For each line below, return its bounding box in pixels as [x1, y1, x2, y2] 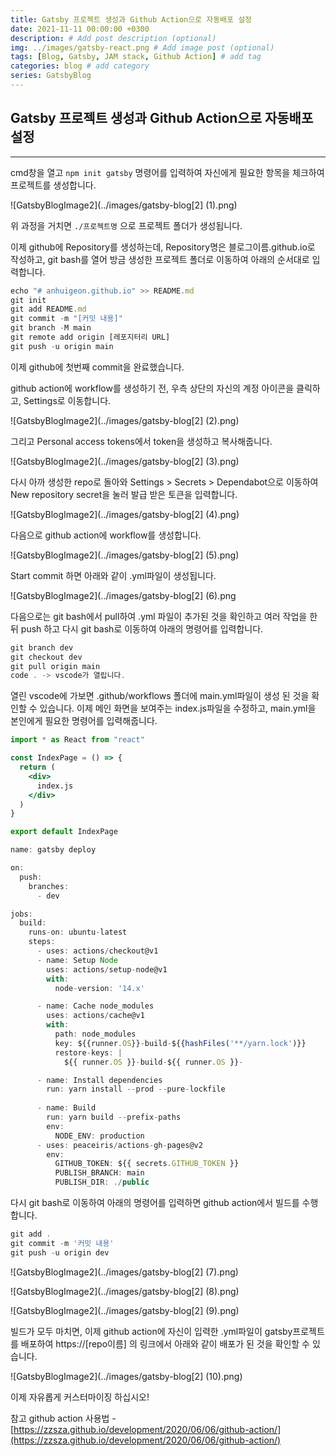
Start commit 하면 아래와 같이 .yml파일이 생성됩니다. [10, 569, 217, 581]
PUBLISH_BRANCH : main [54, 1168, 145, 1178]
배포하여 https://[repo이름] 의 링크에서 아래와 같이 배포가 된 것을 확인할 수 [20, 1337, 310, 1350]
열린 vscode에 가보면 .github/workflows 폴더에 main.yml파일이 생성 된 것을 [10, 690, 310, 702]
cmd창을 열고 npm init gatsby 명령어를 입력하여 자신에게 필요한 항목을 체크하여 [10, 166, 325, 178]
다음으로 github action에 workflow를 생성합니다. [10, 529, 202, 541]
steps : [28, 937, 56, 947]
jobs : [10, 909, 33, 919]
